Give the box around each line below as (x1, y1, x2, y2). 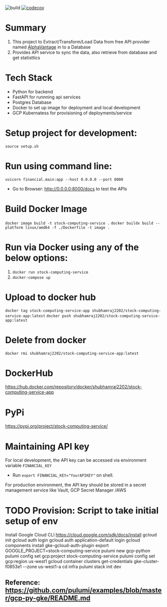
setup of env (5, 515, 58, 527)
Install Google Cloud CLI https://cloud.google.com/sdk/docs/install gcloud (5, 532, 157, 538)
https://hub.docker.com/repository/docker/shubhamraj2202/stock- (5, 384, 142, 390)
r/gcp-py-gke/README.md (5, 594, 91, 602)
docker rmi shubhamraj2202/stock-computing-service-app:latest (5, 351, 139, 356)
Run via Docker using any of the (5, 241, 139, 253)
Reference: (5, 578, 40, 587)
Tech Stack (5, 72, 53, 83)
